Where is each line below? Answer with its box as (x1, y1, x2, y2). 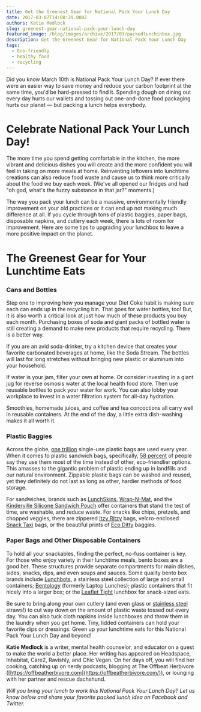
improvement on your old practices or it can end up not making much (6, 205, 178, 212)
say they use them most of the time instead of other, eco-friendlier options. (6, 458, 192, 466)
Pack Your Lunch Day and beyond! (6, 631, 92, 639)
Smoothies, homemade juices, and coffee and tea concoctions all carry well (6, 404, 194, 412)
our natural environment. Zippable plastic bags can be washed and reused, (6, 471, 192, 478)
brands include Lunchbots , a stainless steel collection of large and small (6, 575, 184, 583)
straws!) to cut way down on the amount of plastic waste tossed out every (6, 606, 190, 613)
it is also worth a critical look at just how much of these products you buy (6, 312, 187, 319)
